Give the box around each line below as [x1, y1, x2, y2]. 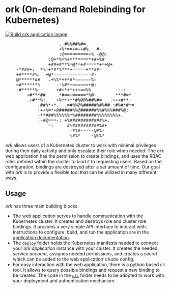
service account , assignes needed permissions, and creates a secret [12, 250, 158, 256]
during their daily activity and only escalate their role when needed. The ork [5, 148, 164, 154]
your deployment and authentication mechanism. [12, 277, 116, 283]
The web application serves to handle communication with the [12, 213, 144, 219]
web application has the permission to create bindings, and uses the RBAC [5, 153, 162, 159]
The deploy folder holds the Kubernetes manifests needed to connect [12, 240, 158, 246]
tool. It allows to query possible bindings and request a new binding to [12, 267, 160, 273]
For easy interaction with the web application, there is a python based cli [12, 261, 165, 268]
